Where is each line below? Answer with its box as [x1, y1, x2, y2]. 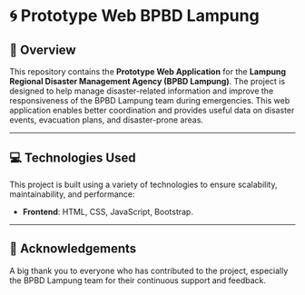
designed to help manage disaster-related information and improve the [9, 85, 274, 96]
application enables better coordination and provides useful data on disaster [9, 105, 295, 115]
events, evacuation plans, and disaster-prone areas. [9, 114, 204, 125]
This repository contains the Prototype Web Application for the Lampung [9, 66, 287, 77]
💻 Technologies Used [9, 151, 136, 166]
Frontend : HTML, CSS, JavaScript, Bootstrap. [22, 206, 193, 217]
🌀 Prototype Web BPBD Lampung [9, 5, 261, 26]
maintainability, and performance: [9, 188, 135, 200]
